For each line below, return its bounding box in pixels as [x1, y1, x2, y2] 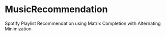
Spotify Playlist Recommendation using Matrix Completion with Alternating [5, 20, 161, 26]
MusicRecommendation [5, 4, 108, 15]
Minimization [5, 25, 32, 31]
